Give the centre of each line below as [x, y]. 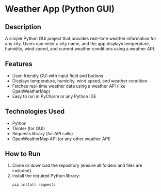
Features [19, 64]
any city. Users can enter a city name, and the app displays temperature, [78, 44]
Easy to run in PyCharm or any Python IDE [54, 96]
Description [23, 27]
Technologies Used [35, 112]
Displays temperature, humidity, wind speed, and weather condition [80, 80]
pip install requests [34, 185]
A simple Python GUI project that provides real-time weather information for [81, 38]
